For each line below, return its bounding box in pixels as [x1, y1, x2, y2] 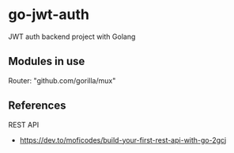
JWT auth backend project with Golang [8, 32, 136, 41]
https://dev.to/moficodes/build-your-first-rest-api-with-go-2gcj [19, 135, 227, 144]
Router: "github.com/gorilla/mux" [8, 75, 116, 85]
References [8, 99, 66, 113]
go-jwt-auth [8, 6, 89, 24]
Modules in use [8, 55, 85, 68]
